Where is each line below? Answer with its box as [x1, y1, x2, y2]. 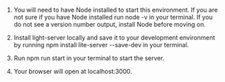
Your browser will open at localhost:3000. [13, 68, 133, 75]
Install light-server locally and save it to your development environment [13, 33, 215, 42]
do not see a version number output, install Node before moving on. [13, 20, 206, 28]
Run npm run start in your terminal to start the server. [13, 54, 165, 62]
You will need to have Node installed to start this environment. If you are [13, 6, 218, 14]
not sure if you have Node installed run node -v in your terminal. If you [13, 13, 213, 21]
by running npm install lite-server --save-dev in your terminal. [13, 41, 189, 49]
